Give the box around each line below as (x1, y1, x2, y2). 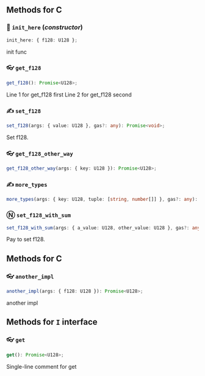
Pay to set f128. (6, 236, 46, 243)
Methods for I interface (6, 317, 98, 327)
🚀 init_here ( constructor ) (6, 23, 84, 32)
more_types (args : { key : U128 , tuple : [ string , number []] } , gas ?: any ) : (6, 197, 198, 203)
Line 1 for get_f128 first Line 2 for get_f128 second (6, 91, 132, 98)
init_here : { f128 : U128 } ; (6, 37, 78, 43)
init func (6, 48, 27, 56)
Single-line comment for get (6, 363, 77, 370)
